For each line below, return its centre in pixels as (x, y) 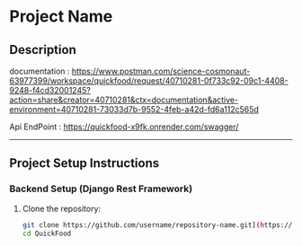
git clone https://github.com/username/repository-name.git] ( (141, 225)
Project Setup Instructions (84, 163)
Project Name (61, 17)
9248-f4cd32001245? (50, 90)
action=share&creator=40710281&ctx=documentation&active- (124, 100)
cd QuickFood (47, 233)
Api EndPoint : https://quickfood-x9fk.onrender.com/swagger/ (124, 127)
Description (43, 50)
